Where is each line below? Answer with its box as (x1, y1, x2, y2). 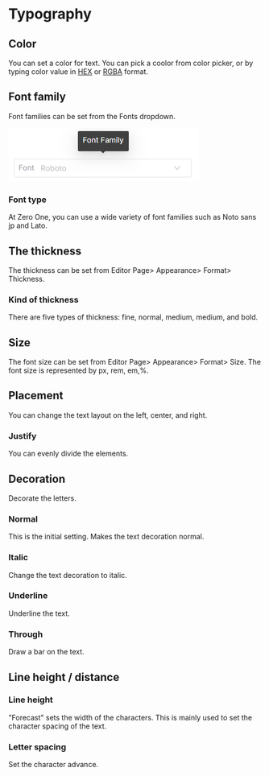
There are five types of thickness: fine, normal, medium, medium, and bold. (8, 312, 259, 322)
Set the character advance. (8, 760, 99, 770)
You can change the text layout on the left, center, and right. (8, 410, 208, 419)
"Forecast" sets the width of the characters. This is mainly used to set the (8, 712, 252, 722)
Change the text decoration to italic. (8, 570, 127, 580)
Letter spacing (8, 741, 67, 753)
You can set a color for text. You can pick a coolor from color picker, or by (8, 58, 254, 68)
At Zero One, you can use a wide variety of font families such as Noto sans (8, 213, 257, 222)
